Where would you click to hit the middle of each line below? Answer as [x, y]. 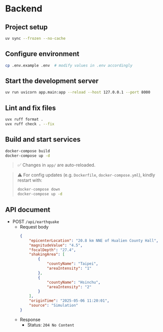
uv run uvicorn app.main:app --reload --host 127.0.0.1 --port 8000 [78, 93]
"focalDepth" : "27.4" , [53, 250]
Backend [24, 9]
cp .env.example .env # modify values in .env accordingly [69, 65]
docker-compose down [39, 190]
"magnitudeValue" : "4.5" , [56, 245]
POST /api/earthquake [36, 221]
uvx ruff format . [24, 119]
